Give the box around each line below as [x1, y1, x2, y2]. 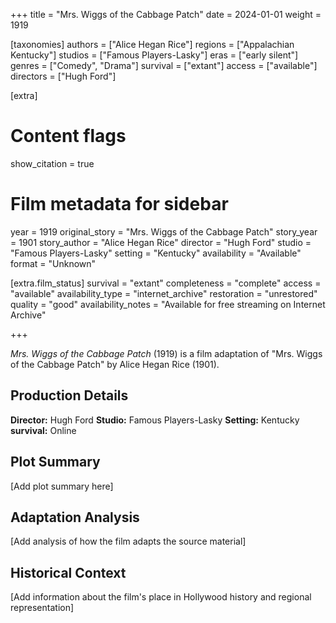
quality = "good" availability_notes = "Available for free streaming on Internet [10, 298, 326, 310]
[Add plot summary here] [10, 480, 114, 492]
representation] [10, 602, 75, 614]
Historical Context [10, 564, 127, 581]
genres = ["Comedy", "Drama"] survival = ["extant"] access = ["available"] [10, 60, 318, 71]
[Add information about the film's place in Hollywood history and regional [10, 591, 312, 603]
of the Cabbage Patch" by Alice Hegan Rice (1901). [10, 358, 220, 370]
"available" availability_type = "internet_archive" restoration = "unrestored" [10, 287, 318, 299]
